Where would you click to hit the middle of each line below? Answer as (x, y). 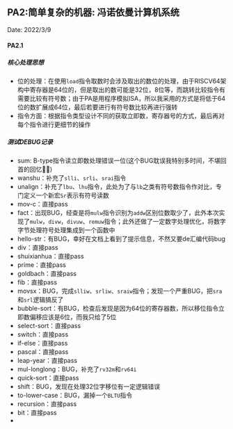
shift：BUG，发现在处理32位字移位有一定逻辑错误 (89, 387)
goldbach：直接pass (47, 274)
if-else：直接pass (42, 343)
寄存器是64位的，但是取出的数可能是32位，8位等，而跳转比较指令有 (128, 90)
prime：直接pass (41, 265)
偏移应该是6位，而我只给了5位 (73, 317)
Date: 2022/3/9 (29, 29)
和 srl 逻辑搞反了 (40, 300)
